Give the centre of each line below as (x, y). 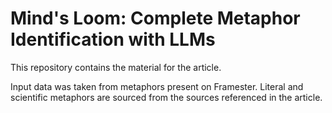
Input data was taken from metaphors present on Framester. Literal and (157, 86)
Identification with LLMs (113, 39)
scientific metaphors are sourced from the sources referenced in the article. (166, 97)
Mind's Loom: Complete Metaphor (155, 18)
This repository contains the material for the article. (116, 67)
